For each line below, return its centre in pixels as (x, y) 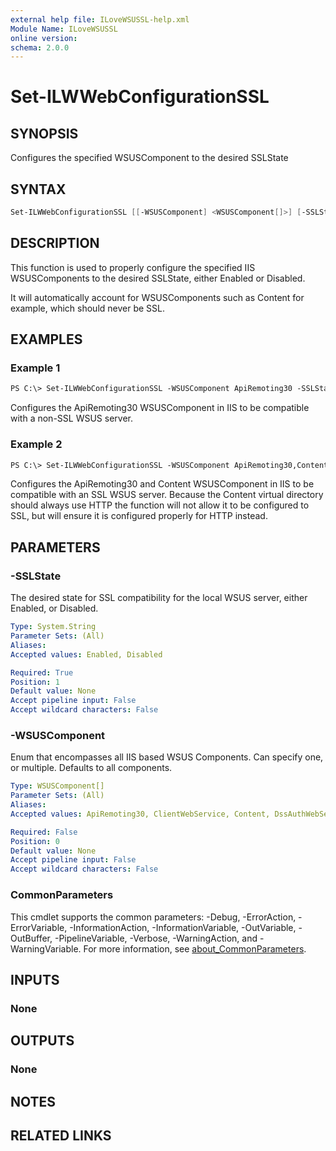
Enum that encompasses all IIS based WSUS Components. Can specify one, (167, 757)
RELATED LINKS (61, 1135)
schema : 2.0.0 (40, 47)
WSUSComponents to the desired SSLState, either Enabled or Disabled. (158, 278)
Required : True (42, 672)
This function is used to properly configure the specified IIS (133, 267)
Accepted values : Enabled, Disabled (86, 654)
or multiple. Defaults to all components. (91, 768)
